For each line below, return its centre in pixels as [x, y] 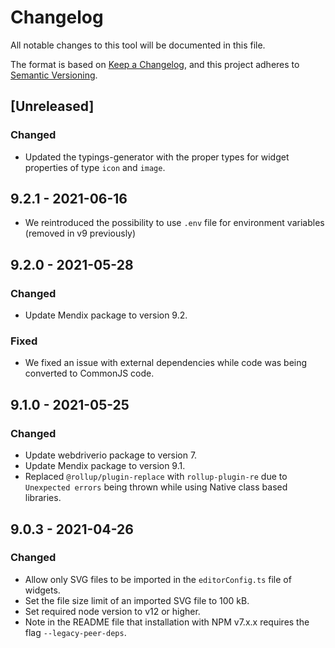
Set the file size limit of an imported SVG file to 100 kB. [137, 600]
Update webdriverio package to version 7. [111, 455]
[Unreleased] [52, 106]
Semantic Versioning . [54, 75]
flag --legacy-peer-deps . [75, 632]
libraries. [43, 498]
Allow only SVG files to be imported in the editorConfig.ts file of [158, 579]
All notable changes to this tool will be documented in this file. [138, 45]
